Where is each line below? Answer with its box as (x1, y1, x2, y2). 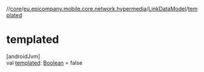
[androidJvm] (6, 53, 41, 60)
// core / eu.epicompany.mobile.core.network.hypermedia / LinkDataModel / (6, 5, 189, 12)
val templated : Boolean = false (6, 59, 83, 66)
